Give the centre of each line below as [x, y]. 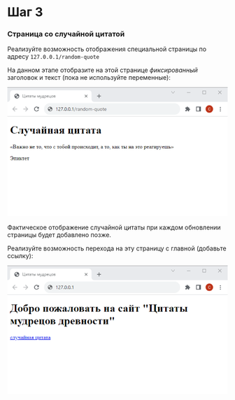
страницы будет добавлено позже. [59, 234]
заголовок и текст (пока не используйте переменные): [89, 78]
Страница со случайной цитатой [66, 34]
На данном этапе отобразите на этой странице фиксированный [102, 70]
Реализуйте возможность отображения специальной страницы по [107, 49]
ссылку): [20, 255]
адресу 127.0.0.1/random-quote [54, 57]
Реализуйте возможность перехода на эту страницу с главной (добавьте [117, 248]
